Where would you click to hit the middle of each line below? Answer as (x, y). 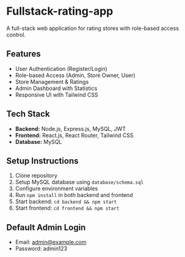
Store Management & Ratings (52, 81)
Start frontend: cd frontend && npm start (67, 208)
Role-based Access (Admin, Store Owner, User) (75, 75)
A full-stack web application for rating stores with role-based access (92, 28)
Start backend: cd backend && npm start (66, 202)
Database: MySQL (38, 141)
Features (24, 54)
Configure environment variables (56, 188)
